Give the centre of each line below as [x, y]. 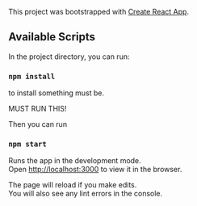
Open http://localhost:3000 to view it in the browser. [95, 170]
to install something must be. [57, 93]
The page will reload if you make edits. [73, 185]
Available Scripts [52, 37]
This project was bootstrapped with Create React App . [99, 12]
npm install [32, 76]
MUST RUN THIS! [38, 109]
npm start [27, 144]
